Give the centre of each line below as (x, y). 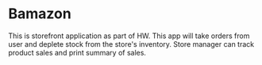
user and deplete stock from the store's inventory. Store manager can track (131, 44)
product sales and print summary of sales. (77, 52)
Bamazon (40, 14)
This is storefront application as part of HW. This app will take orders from (129, 36)
